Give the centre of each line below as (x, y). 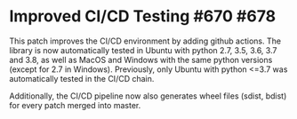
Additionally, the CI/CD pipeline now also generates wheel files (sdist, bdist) (148, 96)
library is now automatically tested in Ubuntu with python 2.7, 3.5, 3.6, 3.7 (143, 50)
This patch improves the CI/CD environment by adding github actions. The (145, 41)
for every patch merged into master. (75, 105)
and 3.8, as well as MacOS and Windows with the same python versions (141, 59)
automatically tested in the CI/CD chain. (82, 78)
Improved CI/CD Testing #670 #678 (143, 16)
